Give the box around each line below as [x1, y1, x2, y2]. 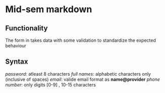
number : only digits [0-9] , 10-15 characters [5, 81, 96, 87]
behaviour [5, 43, 26, 49]
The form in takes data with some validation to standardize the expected [5, 37, 156, 43]
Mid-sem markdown [5, 4, 92, 15]
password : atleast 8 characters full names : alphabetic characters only [5, 71, 151, 77]
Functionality [5, 24, 48, 33]
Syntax [5, 57, 28, 66]
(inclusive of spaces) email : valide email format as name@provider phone [5, 76, 160, 82]
